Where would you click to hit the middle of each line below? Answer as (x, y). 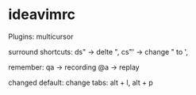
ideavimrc (42, 15)
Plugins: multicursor (41, 36)
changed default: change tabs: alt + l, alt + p (81, 82)
